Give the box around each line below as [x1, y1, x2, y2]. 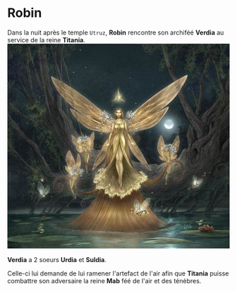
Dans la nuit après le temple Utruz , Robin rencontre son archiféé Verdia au [7, 28, 224, 37]
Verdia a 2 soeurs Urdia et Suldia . [7, 256, 107, 264]
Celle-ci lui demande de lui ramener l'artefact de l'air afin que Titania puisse [7, 269, 229, 278]
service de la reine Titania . [7, 35, 86, 44]
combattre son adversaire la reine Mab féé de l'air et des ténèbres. [7, 277, 202, 285]
